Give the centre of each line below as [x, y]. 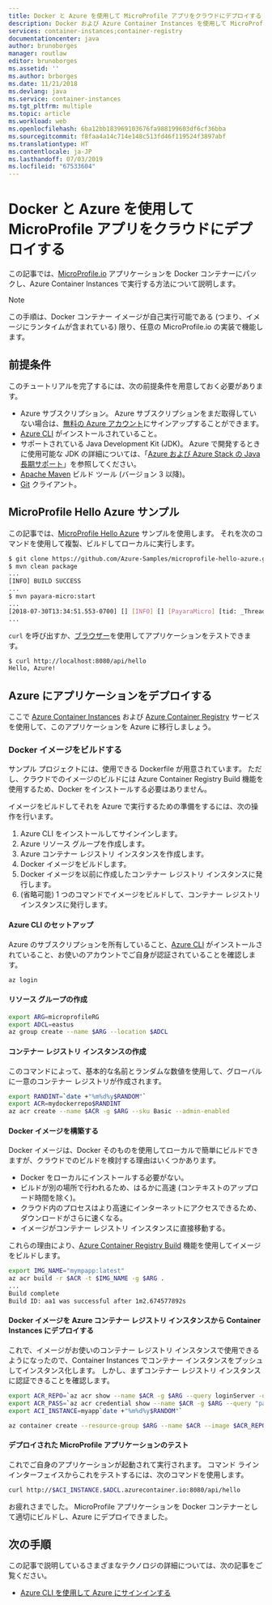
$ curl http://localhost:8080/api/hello [78, 661]
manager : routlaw [38, 53]
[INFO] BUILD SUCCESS [45, 581]
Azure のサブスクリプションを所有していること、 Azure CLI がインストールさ [136, 944]
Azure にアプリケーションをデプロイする [110, 696]
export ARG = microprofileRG [54, 1017]
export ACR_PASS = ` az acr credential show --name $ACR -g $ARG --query [130, 1403]
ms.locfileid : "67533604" [52, 167]
